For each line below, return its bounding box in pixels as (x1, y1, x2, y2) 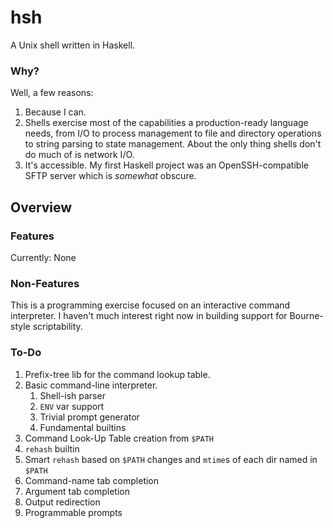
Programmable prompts (24, 506, 123, 518)
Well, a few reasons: (10, 87, 94, 99)
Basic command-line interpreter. (24, 379, 158, 391)
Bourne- (289, 310, 324, 322)
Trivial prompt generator (39, 411, 140, 423)
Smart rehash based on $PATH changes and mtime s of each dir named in (24, 453, 318, 465)
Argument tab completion (24, 485, 131, 497)
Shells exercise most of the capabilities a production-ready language (24, 117, 309, 129)
